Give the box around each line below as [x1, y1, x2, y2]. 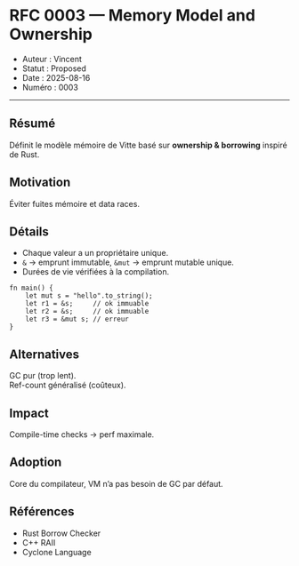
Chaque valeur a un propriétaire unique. [21, 248, 169, 259]
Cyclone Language [21, 546, 92, 557]
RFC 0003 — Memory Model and [9, 5, 256, 26]
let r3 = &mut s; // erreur [25, 315, 129, 324]
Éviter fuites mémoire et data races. [9, 198, 141, 209]
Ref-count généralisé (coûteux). [9, 379, 126, 391]
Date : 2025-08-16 [21, 72, 91, 83]
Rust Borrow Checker [21, 528, 101, 538]
